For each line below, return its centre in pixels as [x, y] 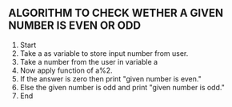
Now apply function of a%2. [66, 70]
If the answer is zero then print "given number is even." [110, 78]
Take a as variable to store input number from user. [104, 53]
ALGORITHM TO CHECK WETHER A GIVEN [116, 13]
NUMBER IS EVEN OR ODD [75, 26]
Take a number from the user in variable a [89, 61]
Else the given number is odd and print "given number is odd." [122, 87]
